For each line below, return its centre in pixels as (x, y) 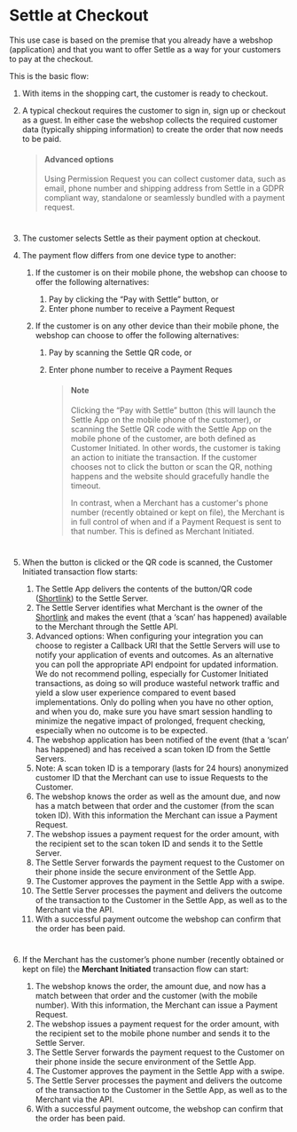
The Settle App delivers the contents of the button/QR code (144, 589)
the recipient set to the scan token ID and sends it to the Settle (149, 843)
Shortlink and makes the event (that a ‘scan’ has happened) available (161, 617)
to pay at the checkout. (51, 59)
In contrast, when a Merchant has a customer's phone (169, 503)
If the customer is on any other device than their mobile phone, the (157, 326)
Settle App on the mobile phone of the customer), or (166, 419)
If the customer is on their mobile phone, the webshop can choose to (161, 273)
